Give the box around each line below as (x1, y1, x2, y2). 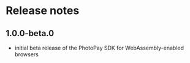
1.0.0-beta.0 (6, 28, 55, 39)
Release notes (6, 4, 80, 18)
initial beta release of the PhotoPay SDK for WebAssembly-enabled (14, 44, 184, 51)
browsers (14, 51, 39, 58)
